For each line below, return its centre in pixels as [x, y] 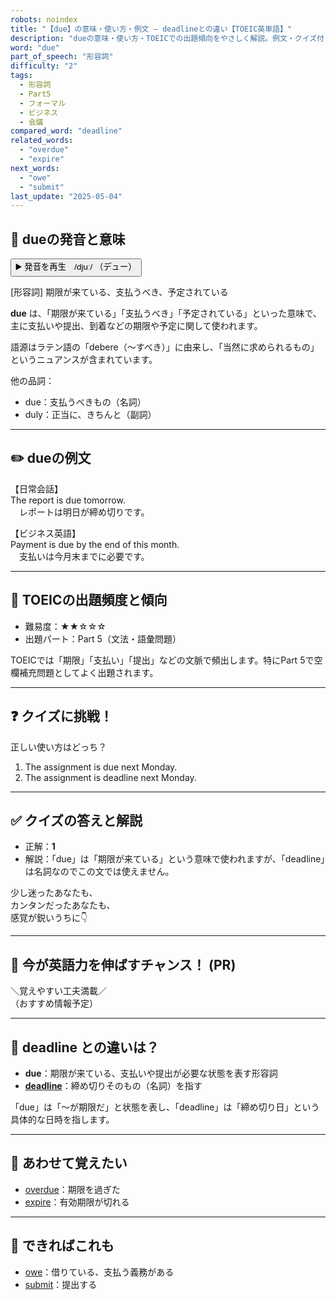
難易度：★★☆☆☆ [65, 626]
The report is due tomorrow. [68, 500]
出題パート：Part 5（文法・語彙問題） [103, 638]
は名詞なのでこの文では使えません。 [99, 872]
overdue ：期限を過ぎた [72, 1189]
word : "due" [35, 47]
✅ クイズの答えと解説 [76, 820]
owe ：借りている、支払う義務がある [99, 1272]
